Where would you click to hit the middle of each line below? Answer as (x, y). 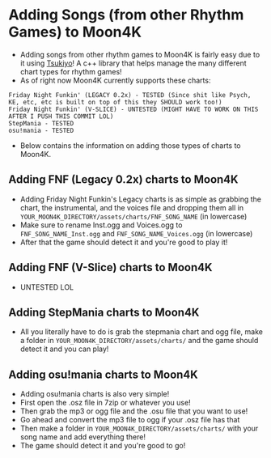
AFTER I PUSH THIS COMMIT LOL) (61, 116)
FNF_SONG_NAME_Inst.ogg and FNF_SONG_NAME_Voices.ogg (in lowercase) (136, 233)
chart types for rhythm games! (71, 71)
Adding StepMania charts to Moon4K (104, 312)
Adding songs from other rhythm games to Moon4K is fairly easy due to (140, 54)
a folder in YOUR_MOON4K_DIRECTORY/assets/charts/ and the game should (139, 341)
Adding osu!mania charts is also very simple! (95, 394)
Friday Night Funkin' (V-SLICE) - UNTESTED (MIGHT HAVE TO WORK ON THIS (133, 109)
